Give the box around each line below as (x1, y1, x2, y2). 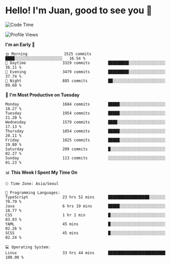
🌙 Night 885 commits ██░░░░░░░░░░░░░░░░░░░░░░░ (5, 78, 166, 84)
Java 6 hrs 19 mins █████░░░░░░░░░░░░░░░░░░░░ (5, 204, 166, 209)
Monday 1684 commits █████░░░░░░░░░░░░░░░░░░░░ (5, 101, 166, 107)
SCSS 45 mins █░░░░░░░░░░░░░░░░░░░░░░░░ (5, 230, 166, 235)
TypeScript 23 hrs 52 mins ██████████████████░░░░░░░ (5, 194, 166, 199)
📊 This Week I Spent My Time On (5, 169, 78, 175)
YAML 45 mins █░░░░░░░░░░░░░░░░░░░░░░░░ (5, 221, 166, 227)
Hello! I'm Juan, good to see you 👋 (5, 5, 152, 16)
